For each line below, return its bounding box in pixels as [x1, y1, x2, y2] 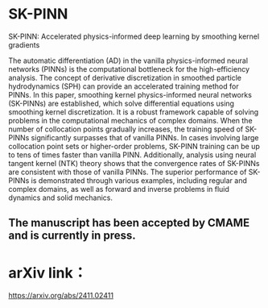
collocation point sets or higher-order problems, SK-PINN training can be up [8, 141, 260, 151]
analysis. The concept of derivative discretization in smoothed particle [8, 73, 242, 82]
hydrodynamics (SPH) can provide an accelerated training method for [8, 81, 239, 91]
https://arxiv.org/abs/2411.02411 [8, 291, 114, 301]
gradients [8, 40, 40, 49]
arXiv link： [8, 264, 88, 282]
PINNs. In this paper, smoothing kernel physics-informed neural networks [8, 89, 252, 99]
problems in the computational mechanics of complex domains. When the [8, 115, 253, 125]
